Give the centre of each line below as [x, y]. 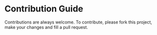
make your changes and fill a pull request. [46, 27]
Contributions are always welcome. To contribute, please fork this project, [78, 22]
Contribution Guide [44, 9]
